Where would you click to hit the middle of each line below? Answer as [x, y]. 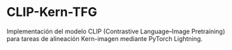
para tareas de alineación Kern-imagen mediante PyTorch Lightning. [105, 38]
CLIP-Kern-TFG [52, 12]
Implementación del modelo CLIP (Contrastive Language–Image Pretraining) [116, 31]
